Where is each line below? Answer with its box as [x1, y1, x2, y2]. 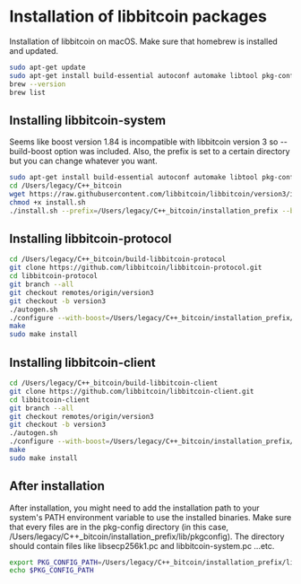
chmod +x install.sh [9, 197, 87, 207]
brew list [9, 88, 47, 97]
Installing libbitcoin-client [9, 354, 156, 370]
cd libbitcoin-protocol [9, 272, 99, 281]
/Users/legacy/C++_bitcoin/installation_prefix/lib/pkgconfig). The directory [9, 531, 285, 542]
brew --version [9, 79, 66, 89]
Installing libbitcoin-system [9, 112, 167, 127]
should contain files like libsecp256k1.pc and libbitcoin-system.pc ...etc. [9, 540, 275, 551]
